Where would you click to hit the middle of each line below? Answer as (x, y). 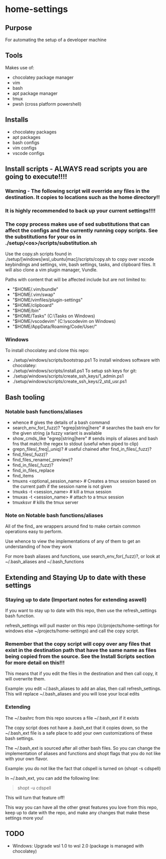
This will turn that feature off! (35, 797)
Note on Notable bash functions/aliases (54, 516)
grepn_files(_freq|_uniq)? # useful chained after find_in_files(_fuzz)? (82, 449)
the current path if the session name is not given (62, 486)
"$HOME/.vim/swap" (34, 295)
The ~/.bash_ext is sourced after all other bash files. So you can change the (83, 748)
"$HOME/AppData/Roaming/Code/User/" (55, 326)
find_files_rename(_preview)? (43, 460)
